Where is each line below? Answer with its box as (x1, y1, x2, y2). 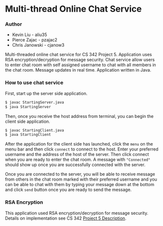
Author (5, 21, 22, 28)
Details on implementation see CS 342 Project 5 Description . (5, 215, 127, 221)
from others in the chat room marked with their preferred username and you (5, 176, 157, 182)
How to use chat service (5, 79, 64, 86)
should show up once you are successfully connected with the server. (5, 162, 145, 168)
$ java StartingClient (5, 132, 51, 137)
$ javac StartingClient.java (5, 128, 64, 132)
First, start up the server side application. (5, 90, 88, 96)
